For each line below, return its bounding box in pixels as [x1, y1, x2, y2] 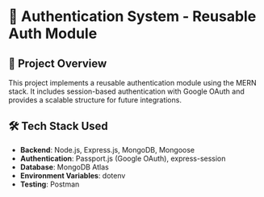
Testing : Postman [19, 179, 80, 189]
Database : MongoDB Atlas [19, 161, 109, 172]
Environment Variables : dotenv [19, 170, 126, 180]
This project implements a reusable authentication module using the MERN [8, 78, 257, 87]
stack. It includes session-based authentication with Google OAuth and [8, 86, 245, 96]
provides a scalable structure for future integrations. [8, 95, 182, 104]
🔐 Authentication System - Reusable [8, 7, 257, 26]
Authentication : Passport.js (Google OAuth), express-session [19, 153, 226, 163]
